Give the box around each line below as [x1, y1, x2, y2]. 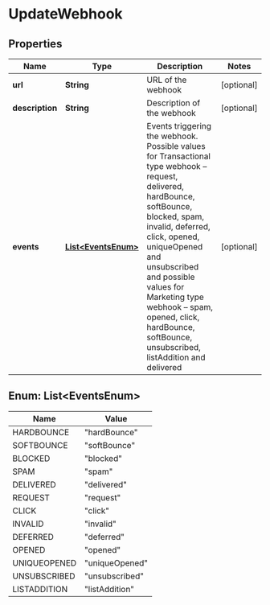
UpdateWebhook [8, 5, 123, 23]
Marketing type [146, 291, 205, 302]
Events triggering [146, 121, 211, 131]
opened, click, [146, 311, 200, 323]
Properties [8, 37, 63, 51]
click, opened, [146, 231, 200, 242]
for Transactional [146, 150, 211, 162]
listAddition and [146, 352, 206, 363]
